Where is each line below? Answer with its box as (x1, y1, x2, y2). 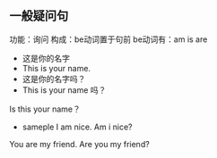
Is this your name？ (9, 104, 81, 114)
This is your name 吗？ (22, 84, 107, 96)
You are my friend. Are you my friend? (9, 138, 150, 149)
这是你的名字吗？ (22, 73, 86, 84)
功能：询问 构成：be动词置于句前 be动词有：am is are (9, 34, 208, 45)
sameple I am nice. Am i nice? (22, 121, 133, 132)
